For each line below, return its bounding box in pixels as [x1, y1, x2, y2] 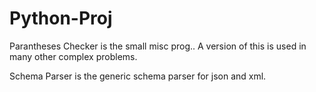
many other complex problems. [9, 50, 138, 62]
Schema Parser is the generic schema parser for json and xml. [9, 70, 267, 82]
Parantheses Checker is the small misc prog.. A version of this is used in [9, 40, 307, 52]
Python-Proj [9, 7, 113, 30]
